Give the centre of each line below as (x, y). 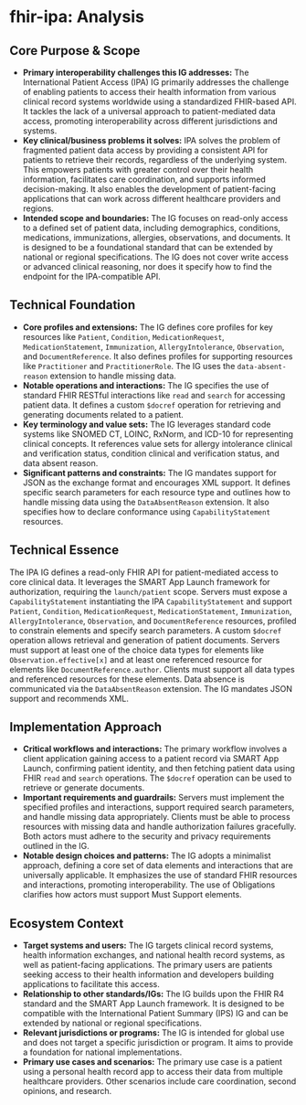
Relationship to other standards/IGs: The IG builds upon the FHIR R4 (153, 994)
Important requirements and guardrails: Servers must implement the (153, 798)
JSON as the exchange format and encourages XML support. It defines (156, 483)
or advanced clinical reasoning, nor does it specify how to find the (147, 266)
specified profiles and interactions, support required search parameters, (158, 807)
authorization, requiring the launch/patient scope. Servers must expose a (148, 591)
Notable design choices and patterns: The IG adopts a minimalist (147, 855)
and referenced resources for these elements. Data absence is (127, 679)
